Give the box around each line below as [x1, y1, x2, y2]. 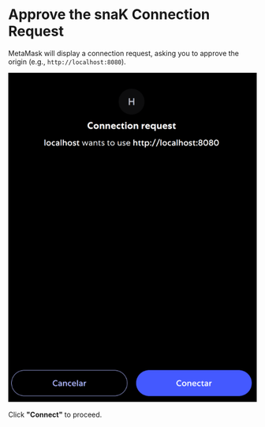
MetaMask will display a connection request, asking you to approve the [8, 48, 239, 58]
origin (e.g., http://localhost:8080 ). [8, 57, 126, 66]
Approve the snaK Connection [8, 6, 211, 24]
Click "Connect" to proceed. [8, 410, 103, 420]
